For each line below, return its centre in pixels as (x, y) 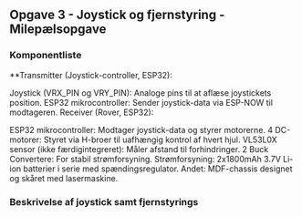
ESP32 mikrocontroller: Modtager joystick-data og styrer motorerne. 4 (141, 129)
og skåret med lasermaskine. (64, 178)
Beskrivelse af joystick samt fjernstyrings (104, 201)
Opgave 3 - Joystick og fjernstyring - (117, 15)
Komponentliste (46, 56)
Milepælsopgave (58, 30)
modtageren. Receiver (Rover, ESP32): (82, 112)
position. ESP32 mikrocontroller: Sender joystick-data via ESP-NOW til (141, 102)
